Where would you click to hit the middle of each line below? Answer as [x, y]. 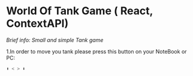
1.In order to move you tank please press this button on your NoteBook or [96, 51]
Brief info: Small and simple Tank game [55, 40]
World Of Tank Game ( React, [79, 11]
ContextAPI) [37, 23]
